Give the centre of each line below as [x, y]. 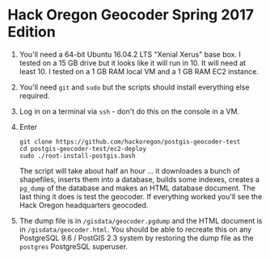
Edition [32, 32]
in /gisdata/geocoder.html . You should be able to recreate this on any [135, 229]
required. [34, 95]
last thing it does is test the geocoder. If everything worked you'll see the [141, 196]
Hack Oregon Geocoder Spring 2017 [131, 15]
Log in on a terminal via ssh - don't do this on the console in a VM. [129, 111]
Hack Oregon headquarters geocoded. [84, 205]
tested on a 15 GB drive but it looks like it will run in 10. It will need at [133, 63]
